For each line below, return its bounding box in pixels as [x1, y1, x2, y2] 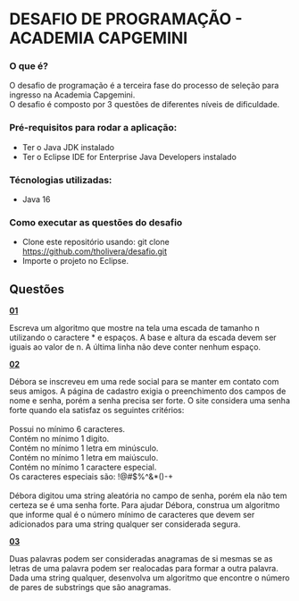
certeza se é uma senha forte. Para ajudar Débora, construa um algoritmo [9, 500, 280, 511]
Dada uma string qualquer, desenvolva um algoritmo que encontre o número [9, 572, 290, 583]
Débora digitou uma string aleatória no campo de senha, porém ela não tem [9, 490, 287, 501]
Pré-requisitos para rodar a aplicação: [9, 122, 178, 134]
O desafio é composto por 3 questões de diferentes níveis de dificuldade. [9, 99, 280, 110]
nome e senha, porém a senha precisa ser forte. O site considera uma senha [9, 395, 290, 406]
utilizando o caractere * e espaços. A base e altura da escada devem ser [9, 332, 277, 343]
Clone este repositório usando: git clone [21, 237, 170, 248]
